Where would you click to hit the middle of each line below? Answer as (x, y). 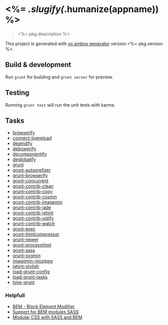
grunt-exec (24, 229)
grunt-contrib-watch (34, 224)
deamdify (22, 143)
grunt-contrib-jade (32, 208)
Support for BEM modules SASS (46, 312)
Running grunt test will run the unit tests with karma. (60, 105)
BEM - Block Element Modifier (44, 306)
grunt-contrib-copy (32, 192)
